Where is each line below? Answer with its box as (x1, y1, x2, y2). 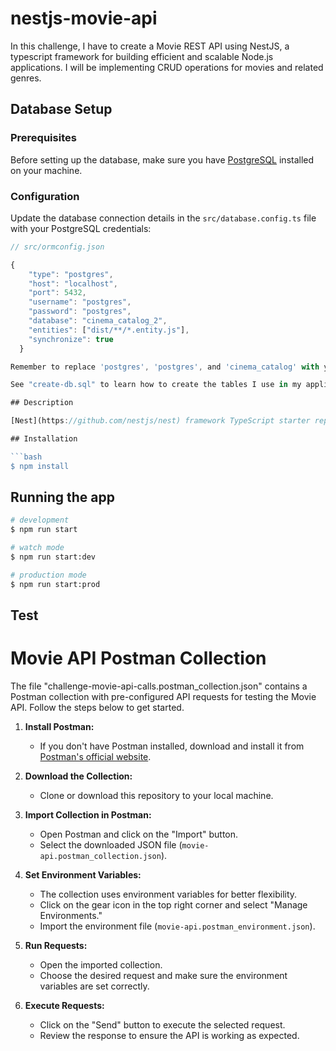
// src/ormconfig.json (10, 242, 105, 252)
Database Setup (10, 101, 113, 118)
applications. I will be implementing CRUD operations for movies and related (10, 61, 324, 73)
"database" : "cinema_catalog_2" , (28, 316, 168, 326)
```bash (10, 452, 43, 462)
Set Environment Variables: (24, 869, 142, 881)
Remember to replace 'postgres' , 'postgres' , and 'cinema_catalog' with (10, 362, 320, 372)
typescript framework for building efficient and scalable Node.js (10, 50, 274, 62)
